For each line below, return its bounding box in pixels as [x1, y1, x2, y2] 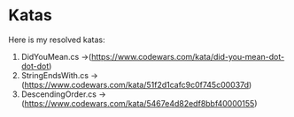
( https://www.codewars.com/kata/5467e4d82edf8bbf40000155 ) [20, 98, 258, 108]
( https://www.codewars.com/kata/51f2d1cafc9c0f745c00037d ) [20, 79, 252, 90]
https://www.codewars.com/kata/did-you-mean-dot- [90, 51, 285, 62]
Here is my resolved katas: [8, 34, 105, 45]
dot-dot [20, 61, 50, 71]
